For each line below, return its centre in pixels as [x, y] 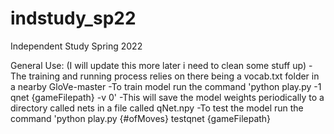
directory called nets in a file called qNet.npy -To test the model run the [157, 108]
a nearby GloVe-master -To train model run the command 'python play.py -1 [166, 86]
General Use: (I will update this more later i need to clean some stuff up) [158, 65]
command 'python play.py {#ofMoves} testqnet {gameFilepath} [141, 118]
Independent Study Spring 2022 [76, 46]
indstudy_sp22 [73, 18]
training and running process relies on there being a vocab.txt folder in [174, 76]
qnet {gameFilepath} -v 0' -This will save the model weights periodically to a [167, 97]
